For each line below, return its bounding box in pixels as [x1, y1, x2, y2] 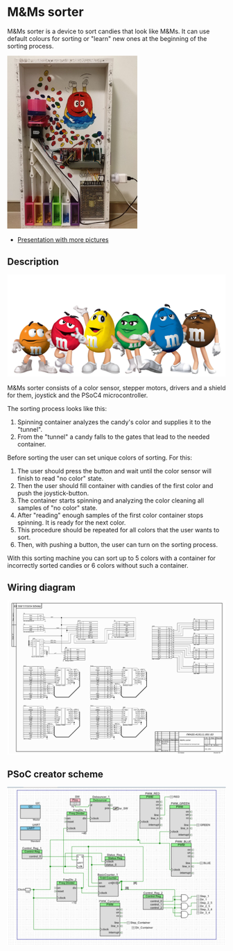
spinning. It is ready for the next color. [17, 518, 126, 527]
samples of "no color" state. [17, 504, 98, 512]
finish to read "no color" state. [17, 474, 104, 482]
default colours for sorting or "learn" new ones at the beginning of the [7, 34, 207, 42]
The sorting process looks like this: [7, 405, 107, 413]
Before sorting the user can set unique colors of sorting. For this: [7, 453, 193, 462]
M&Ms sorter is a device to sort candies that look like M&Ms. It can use [7, 27, 210, 35]
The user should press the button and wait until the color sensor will [17, 467, 212, 475]
